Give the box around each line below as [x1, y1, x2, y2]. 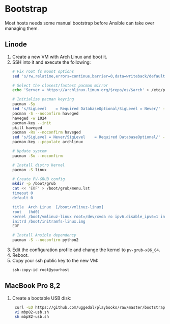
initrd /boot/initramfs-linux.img [12, 219, 86, 224]
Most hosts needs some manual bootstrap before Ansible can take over [5, 20, 155, 26]
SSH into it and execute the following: [12, 59, 91, 65]
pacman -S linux [12, 167, 47, 172]
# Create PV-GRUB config [12, 176, 65, 181]
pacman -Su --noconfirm [12, 153, 63, 158]
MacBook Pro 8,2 [5, 281, 61, 290]
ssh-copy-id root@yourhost [12, 267, 70, 273]
